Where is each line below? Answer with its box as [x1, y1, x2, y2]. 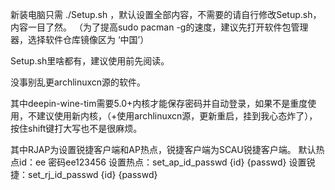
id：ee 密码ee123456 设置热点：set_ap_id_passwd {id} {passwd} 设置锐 [18, 156, 316, 168]
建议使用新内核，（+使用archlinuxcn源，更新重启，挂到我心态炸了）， [36, 110, 318, 122]
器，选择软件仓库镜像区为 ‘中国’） [10, 34, 150, 45]
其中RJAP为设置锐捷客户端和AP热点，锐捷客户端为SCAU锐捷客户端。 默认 [10, 144, 317, 155]
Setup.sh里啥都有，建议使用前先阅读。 [10, 55, 170, 67]
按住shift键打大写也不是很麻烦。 [10, 123, 143, 134]
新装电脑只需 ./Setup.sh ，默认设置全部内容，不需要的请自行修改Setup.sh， [10, 9, 322, 20]
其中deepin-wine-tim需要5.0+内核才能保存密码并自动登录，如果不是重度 [10, 98, 308, 109]
